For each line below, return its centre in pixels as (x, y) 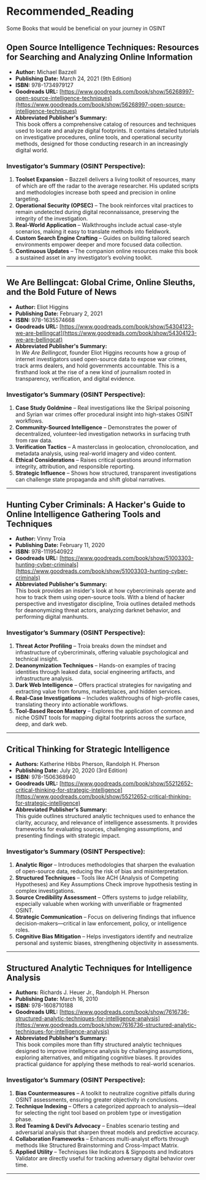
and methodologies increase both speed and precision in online (95, 193)
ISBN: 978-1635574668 (45, 320)
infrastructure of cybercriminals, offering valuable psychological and (102, 653)
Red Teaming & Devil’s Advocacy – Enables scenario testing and (97, 1126)
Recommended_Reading (70, 11)
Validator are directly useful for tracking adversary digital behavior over (105, 1159)
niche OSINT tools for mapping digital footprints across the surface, (101, 718)
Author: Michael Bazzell (46, 72)
